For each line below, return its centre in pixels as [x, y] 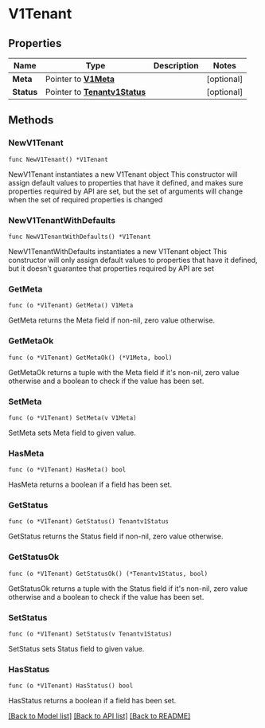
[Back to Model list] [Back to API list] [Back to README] [99, 716]
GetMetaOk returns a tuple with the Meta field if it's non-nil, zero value [124, 372]
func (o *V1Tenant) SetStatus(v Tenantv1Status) [90, 634]
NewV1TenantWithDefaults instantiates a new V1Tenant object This [118, 251]
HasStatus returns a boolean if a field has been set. [92, 701]
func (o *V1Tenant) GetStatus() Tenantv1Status [89, 522]
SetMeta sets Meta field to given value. [72, 432]
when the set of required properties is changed [86, 199]
